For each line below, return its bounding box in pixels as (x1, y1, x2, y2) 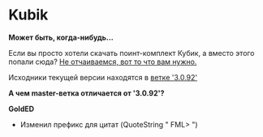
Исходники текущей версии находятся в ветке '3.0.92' (8, 72, 198, 82)
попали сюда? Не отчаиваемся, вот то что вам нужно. (8, 57, 197, 66)
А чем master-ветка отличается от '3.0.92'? (8, 88, 165, 98)
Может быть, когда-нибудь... (8, 32, 114, 42)
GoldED (8, 104, 35, 113)
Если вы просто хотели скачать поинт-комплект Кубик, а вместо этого (8, 48, 255, 58)
